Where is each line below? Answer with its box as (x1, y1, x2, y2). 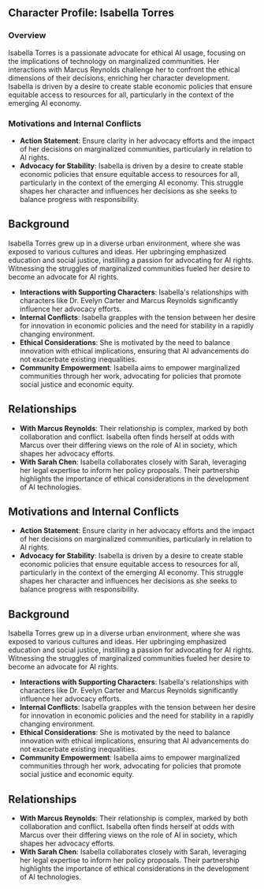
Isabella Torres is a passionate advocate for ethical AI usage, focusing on (8, 47, 246, 58)
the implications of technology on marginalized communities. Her (8, 56, 220, 66)
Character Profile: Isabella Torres (8, 6, 175, 20)
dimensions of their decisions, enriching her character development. (8, 73, 230, 82)
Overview (8, 30, 46, 41)
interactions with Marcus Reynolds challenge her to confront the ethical (8, 65, 240, 74)
